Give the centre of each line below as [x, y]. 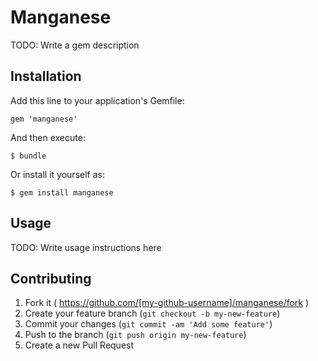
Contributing [51, 278]
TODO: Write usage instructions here [86, 247]
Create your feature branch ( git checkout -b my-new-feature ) [152, 313]
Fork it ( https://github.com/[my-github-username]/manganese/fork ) [167, 303]
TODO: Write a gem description [75, 45]
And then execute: [48, 137]
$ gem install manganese [62, 192]
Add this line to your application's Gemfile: [97, 100]
